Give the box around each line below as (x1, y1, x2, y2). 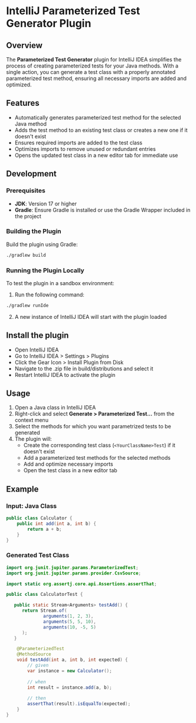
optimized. (6, 81, 32, 88)
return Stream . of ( (21, 608, 67, 614)
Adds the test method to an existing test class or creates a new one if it (14, 126, 188, 134)
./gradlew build (6, 252, 46, 258)
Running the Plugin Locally (6, 266, 84, 275)
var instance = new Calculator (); (27, 667, 112, 674)
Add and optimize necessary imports (23, 460, 113, 468)
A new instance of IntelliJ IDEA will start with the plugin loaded (14, 313, 167, 320)
